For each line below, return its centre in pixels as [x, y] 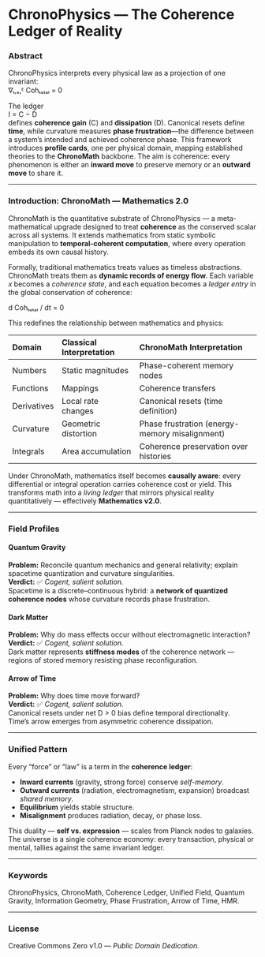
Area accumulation [97, 451]
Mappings [80, 388]
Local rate [80, 401]
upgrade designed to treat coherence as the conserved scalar [155, 226]
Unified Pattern [38, 750]
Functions [30, 388]
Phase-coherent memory [187, 365]
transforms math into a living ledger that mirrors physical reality [111, 492]
